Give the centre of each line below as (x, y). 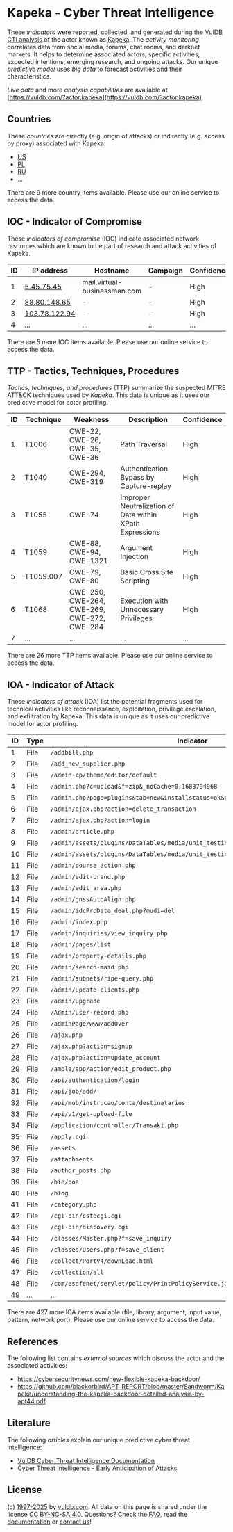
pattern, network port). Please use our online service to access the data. (111, 1320)
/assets (63, 1148)
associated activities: (37, 1365)
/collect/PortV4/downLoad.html (102, 1261)
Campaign (166, 271)
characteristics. (29, 76)
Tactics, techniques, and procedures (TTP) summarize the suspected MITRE (116, 388)
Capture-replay (146, 486)
